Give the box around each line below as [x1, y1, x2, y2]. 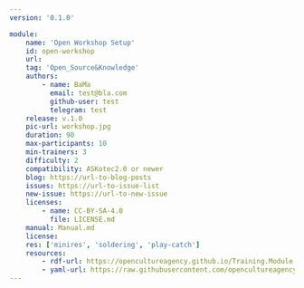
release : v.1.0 [25, 114, 83, 123]
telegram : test [49, 105, 107, 114]
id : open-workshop [25, 46, 95, 55]
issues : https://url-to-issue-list [25, 181, 160, 190]
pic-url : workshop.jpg [25, 122, 111, 131]
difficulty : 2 [25, 156, 79, 165]
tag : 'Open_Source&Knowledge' [25, 63, 140, 72]
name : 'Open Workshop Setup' [25, 38, 136, 47]
